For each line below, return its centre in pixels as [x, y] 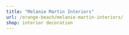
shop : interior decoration [40, 23]
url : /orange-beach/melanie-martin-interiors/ [65, 17]
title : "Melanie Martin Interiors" [50, 12]
